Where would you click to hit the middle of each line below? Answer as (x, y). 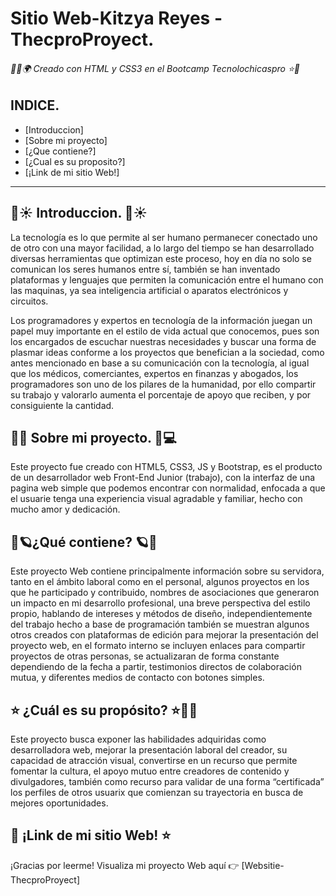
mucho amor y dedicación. (65, 509)
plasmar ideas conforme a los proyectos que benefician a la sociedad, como (167, 352)
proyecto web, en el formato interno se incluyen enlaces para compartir (158, 646)
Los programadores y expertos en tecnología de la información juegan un (161, 320)
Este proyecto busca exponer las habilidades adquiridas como (138, 739)
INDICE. (35, 105)
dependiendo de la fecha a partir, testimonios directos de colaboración (156, 667)
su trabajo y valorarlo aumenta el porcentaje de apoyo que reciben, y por (161, 394)
